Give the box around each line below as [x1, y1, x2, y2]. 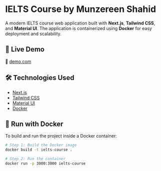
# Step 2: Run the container [5, 156, 66, 161]
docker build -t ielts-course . [5, 147, 72, 152]
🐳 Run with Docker [5, 119, 64, 128]
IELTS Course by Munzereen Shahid [5, 3, 156, 15]
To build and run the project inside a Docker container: [5, 133, 117, 139]
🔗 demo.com [5, 58, 31, 64]
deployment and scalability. [5, 30, 62, 36]
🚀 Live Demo [5, 45, 45, 53]
